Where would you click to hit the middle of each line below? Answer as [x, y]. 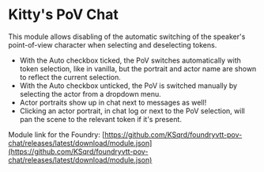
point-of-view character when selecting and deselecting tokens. [113, 44]
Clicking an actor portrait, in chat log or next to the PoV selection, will [132, 111]
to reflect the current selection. [70, 77]
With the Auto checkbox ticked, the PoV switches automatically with [130, 60]
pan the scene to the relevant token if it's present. [100, 119]
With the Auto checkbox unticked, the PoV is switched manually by [128, 86]
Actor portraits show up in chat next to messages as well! [113, 102]
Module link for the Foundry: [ [57, 134]
